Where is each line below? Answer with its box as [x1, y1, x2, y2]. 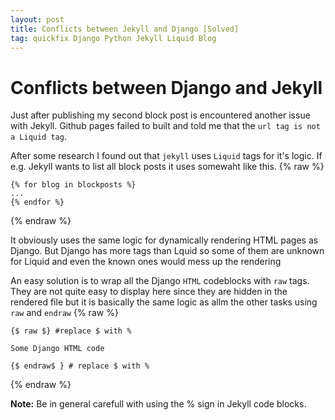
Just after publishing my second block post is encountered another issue [10, 109, 311, 121]
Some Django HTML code [10, 344, 105, 354]
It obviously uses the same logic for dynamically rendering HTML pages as [10, 234, 319, 246]
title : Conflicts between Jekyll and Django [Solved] [10, 24, 240, 34]
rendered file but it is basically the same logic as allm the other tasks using [10, 296, 318, 308]
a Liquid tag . [10, 131, 67, 143]
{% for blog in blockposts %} [10, 180, 137, 190]
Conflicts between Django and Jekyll [10, 76, 323, 99]
